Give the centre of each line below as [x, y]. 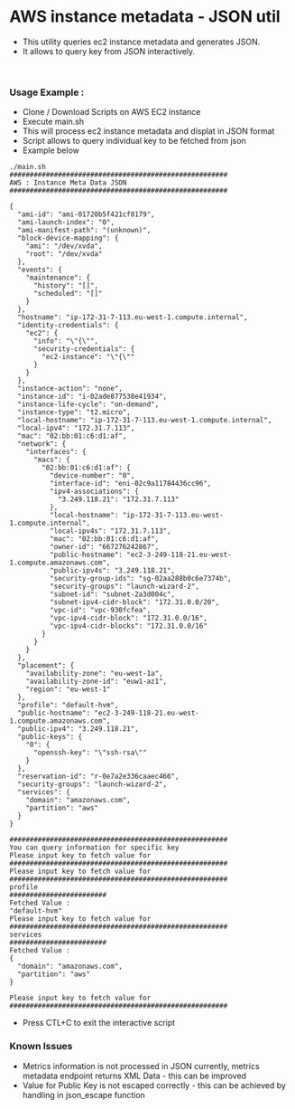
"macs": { [51, 460]
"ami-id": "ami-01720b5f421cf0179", [86, 214]
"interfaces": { [56, 452]
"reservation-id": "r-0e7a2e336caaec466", [98, 777]
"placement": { [46, 666]
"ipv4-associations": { [94, 492]
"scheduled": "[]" [68, 294]
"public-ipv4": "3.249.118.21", [78, 729]
